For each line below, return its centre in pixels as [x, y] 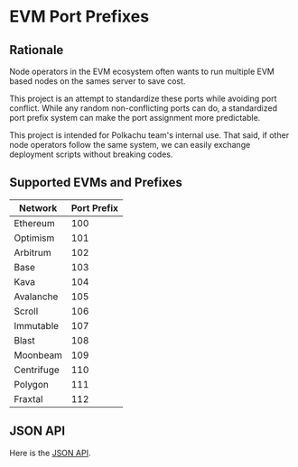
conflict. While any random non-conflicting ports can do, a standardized [144, 108]
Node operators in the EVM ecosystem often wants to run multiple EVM [142, 71]
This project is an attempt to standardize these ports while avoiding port [143, 98]
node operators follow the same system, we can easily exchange [130, 145]
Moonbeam [38, 355]
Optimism [34, 238]
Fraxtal [28, 398]
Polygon [32, 384]
